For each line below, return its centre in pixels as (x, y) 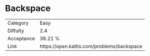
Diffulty (16, 31)
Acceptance (21, 38)
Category (18, 23)
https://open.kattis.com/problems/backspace (91, 46)
